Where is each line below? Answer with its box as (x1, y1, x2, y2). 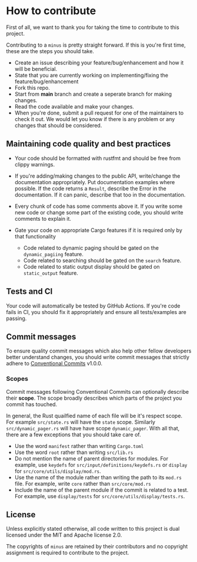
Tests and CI (6, 286, 53, 296)
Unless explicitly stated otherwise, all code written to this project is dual (6, 525, 180, 532)
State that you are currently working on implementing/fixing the (14, 71, 169, 79)
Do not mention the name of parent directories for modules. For (14, 455, 169, 462)
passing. (6, 315, 27, 322)
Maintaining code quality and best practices (6, 139, 171, 149)
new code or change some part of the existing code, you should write (14, 208, 183, 216)
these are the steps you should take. (6, 47, 94, 54)
